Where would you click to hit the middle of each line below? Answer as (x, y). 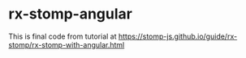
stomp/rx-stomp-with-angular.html (67, 44)
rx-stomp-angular (70, 14)
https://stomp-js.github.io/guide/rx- (178, 36)
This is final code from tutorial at (63, 36)
